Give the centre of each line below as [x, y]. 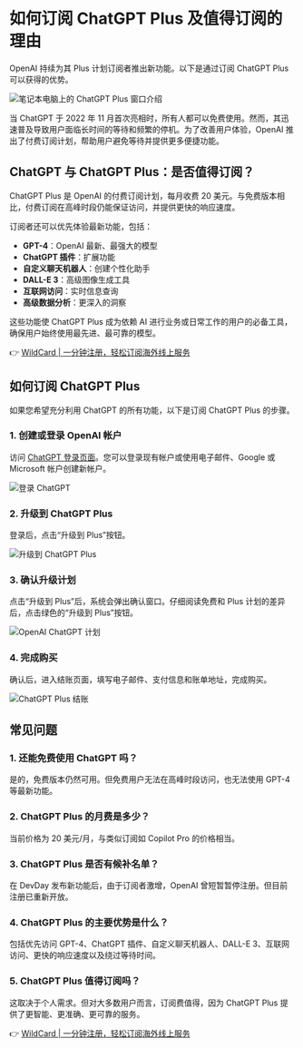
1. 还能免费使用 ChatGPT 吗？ [74, 759]
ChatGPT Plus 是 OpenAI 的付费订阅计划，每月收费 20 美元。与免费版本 [143, 195]
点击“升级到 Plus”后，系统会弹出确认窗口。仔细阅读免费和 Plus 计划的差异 [147, 602]
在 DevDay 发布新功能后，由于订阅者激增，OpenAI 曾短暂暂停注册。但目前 [149, 886]
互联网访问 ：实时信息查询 [70, 290]
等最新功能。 [33, 791]
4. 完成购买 [34, 658]
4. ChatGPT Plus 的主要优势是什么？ [89, 922]
